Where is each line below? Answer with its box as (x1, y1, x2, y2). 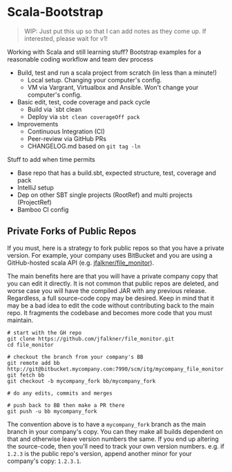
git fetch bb (7, 371, 45, 379)
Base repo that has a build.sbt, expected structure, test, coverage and (17, 169, 216, 177)
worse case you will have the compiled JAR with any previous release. (7, 286, 207, 294)
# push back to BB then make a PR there (7, 402, 126, 408)
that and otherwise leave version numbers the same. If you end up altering (7, 435, 219, 443)
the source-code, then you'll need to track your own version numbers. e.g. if (7, 442, 224, 450)
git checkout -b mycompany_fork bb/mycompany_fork (7, 377, 156, 384)
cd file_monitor (7, 341, 54, 348)
